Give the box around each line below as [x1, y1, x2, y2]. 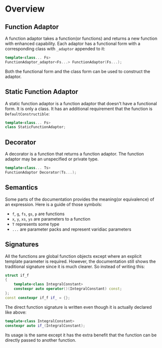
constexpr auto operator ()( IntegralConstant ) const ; [14, 286, 122, 291]
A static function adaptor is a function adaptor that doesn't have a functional [5, 100, 157, 106]
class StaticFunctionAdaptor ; [5, 125, 66, 129]
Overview [5, 3, 45, 15]
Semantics [5, 183, 38, 192]
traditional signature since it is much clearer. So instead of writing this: [5, 263, 145, 269]
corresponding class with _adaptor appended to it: [5, 46, 105, 51]
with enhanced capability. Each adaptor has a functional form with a [5, 41, 141, 47]
